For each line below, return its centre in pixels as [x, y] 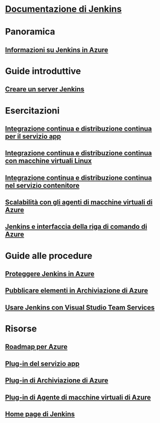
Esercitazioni [32, 110]
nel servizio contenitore [42, 186]
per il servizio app [33, 136]
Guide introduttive [43, 71]
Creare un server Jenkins [45, 89]
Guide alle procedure [49, 256]
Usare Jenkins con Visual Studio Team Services [80, 307]
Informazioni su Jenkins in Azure [57, 50]
